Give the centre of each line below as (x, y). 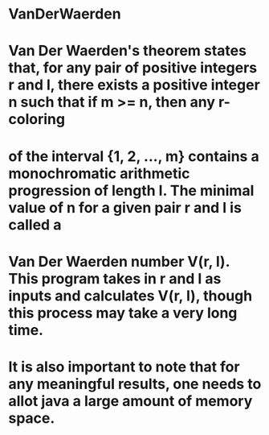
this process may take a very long (123, 313)
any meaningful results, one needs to (135, 384)
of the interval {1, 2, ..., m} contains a (134, 156)
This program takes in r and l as (115, 278)
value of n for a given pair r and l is (125, 207)
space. (32, 418)
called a (35, 224)
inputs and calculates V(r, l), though (130, 296)
